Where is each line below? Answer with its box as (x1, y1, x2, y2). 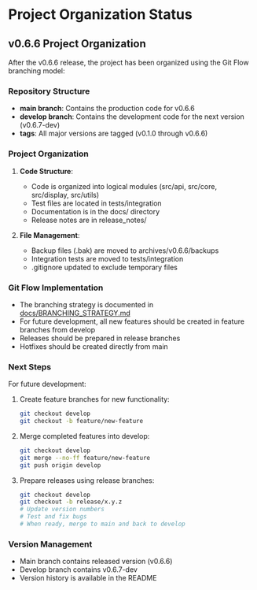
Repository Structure (8, 85, 90, 96)
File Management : (19, 230, 80, 239)
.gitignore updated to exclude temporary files (31, 262, 178, 272)
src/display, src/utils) (31, 190, 100, 199)
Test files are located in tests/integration (31, 199, 163, 208)
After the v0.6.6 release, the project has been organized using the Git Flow (8, 58, 249, 67)
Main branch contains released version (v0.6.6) (19, 557, 173, 566)
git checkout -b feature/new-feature (19, 417, 144, 425)
